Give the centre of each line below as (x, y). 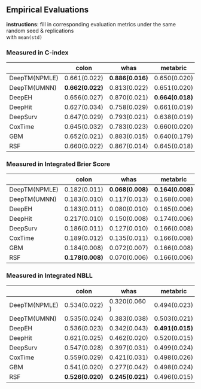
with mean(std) (25, 37)
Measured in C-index (37, 52)
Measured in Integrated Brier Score (58, 164)
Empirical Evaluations (47, 10)
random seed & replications (40, 31)
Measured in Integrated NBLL (49, 276)
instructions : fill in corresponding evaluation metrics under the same (91, 24)
